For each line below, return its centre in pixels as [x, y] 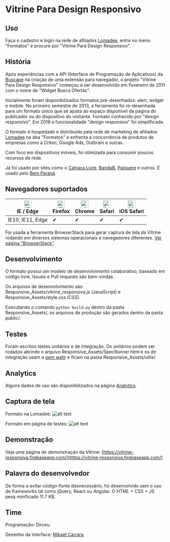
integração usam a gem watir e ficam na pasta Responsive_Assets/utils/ [80, 357]
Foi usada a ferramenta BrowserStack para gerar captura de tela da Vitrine [83, 232]
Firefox [61, 211]
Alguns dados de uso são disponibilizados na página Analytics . [71, 386]
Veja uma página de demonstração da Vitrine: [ [55, 452]
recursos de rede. [24, 158]
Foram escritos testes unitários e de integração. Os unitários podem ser [80, 346]
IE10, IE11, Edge [28, 220]
